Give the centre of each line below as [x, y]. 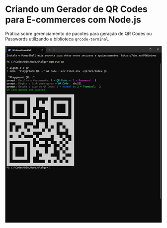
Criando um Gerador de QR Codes [77, 9]
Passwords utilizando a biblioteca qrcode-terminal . [57, 39]
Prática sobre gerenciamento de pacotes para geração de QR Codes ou [79, 33]
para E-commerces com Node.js [73, 20]
